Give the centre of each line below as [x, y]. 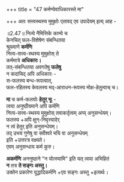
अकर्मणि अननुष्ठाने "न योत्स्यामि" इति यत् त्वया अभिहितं [58, 159]
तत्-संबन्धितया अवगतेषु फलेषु [34, 67]
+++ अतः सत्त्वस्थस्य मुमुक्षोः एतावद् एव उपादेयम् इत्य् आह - [61, 21]
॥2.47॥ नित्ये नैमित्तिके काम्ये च [37, 33]
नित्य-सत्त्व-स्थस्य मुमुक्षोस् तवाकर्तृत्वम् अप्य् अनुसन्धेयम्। [59, 113]
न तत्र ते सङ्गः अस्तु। [27, 165]
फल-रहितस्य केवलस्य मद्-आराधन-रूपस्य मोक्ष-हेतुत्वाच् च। [62, 87]
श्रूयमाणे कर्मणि [19, 47]
